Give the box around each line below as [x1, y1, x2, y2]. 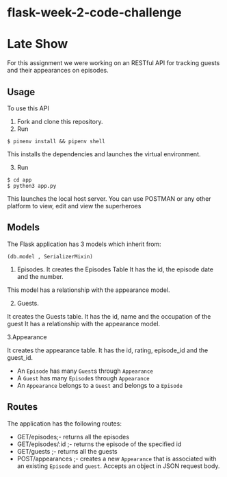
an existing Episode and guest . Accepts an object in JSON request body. [16, 461, 220, 470]
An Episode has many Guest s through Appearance [16, 367, 154, 375]
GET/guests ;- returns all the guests [16, 447, 118, 455]
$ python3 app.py [7, 182, 57, 189]
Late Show [7, 36, 68, 52]
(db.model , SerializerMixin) [7, 253, 94, 260]
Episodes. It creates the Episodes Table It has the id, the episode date [16, 265, 214, 273]
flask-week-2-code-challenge [7, 5, 182, 21]
